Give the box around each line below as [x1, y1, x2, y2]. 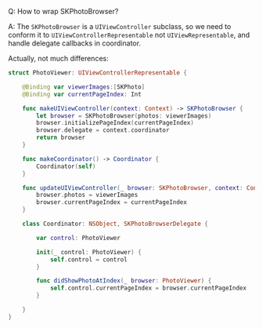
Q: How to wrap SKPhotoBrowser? [8, 7, 119, 16]
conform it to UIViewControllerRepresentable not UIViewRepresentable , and [8, 31, 250, 39]
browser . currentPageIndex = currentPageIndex [36, 199, 188, 206]
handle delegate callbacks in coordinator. [8, 38, 141, 48]
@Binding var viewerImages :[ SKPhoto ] [22, 82, 146, 91]
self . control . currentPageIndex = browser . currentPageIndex [49, 284, 247, 293]
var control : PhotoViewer [36, 234, 121, 242]
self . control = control [49, 255, 128, 264]
